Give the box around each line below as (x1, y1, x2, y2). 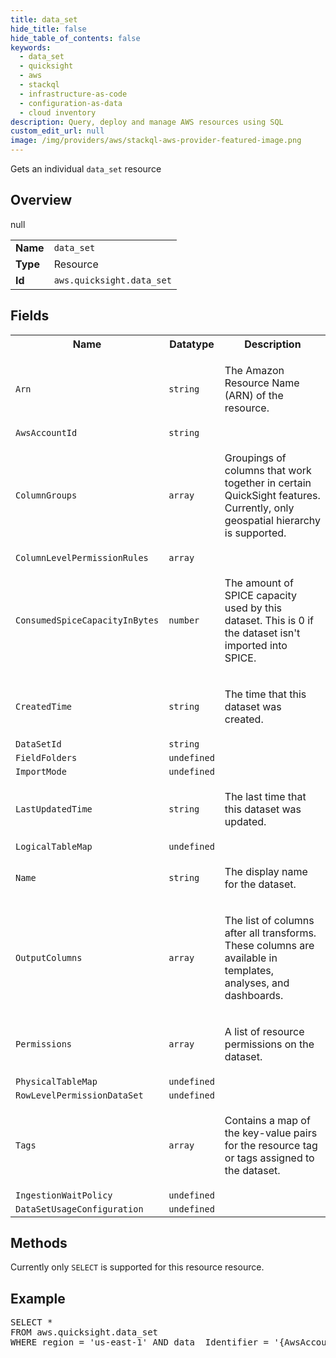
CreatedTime (15, 701, 73, 712)
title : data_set (10, 14, 78, 25)
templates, (224, 963, 275, 977)
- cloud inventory (19, 107, 97, 118)
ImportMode (15, 766, 67, 777)
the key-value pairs (224, 1126, 318, 1140)
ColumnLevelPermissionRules (15, 552, 149, 563)
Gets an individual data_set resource (10, 163, 162, 175)
